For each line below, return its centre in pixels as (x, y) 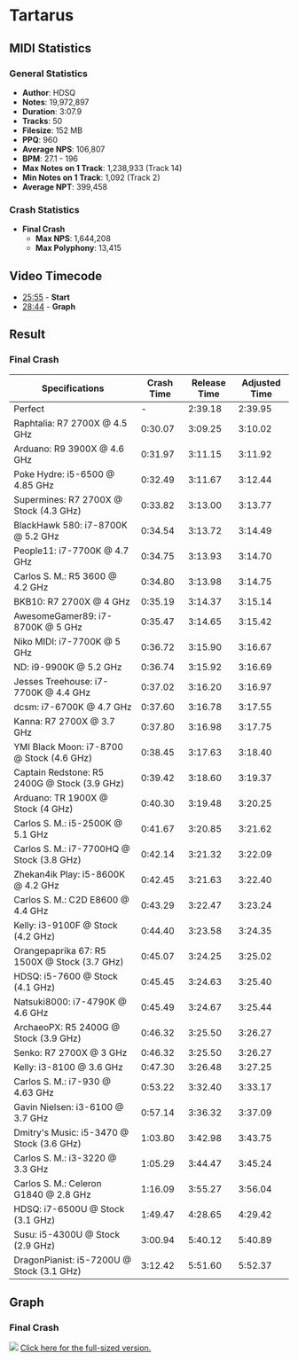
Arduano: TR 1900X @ (61, 797)
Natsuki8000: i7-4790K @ (70, 1001)
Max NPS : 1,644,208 (73, 239)
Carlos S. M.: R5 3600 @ (65, 575)
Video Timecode (56, 276)
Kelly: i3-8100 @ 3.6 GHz (69, 1067)
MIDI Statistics (50, 48)
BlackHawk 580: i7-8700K (71, 525)
